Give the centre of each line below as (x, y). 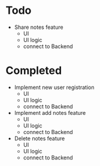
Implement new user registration (54, 87)
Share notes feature (39, 27)
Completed (34, 71)
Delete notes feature (40, 138)
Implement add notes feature (50, 112)
